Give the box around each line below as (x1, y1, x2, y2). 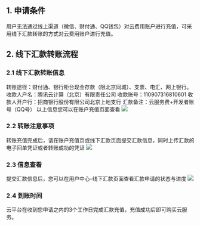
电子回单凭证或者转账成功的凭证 (6, 144, 85, 151)
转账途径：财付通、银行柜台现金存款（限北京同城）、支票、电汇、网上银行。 (6, 83, 192, 91)
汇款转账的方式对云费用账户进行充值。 (21, 30, 116, 37)
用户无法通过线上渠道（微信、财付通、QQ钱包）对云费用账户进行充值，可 (6, 23, 187, 30)
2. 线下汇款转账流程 (6, 49, 79, 60)
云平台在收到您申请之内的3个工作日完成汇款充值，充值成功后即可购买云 (6, 206, 182, 213)
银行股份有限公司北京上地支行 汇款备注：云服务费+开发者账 (47, 98, 195, 106)
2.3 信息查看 (6, 160, 42, 169)
